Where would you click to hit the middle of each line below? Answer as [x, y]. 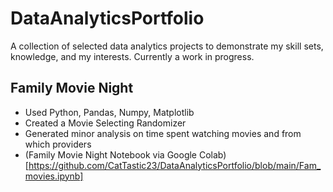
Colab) [212, 154]
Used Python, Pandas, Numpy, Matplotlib [109, 112]
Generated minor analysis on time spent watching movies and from [163, 133]
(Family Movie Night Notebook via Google [111, 154]
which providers [58, 144]
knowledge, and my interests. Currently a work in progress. [132, 56]
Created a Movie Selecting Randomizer [105, 123]
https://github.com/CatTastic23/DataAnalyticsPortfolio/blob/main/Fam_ [175, 165]
